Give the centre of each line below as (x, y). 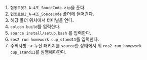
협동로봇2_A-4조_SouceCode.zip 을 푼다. (48, 7)
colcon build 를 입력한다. (35, 26)
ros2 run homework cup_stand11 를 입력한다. (54, 39)
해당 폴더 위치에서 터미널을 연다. (42, 20)
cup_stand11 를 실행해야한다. (38, 52)
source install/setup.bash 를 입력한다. (51, 33)
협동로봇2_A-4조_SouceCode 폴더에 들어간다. (52, 14)
